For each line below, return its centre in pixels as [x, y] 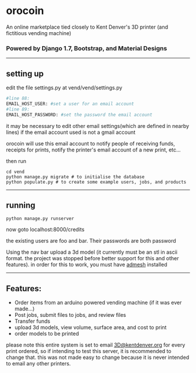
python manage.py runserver [40, 219]
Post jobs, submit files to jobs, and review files [70, 315]
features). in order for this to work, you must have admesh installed [87, 265]
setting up [25, 73]
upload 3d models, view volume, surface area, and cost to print [90, 327]
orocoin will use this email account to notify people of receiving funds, [90, 143]
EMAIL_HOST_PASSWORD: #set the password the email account [79, 115]
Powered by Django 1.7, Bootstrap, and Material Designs [87, 48]
